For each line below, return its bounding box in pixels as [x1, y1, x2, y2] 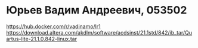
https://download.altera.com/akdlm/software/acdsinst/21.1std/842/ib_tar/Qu [6, 29, 193, 36]
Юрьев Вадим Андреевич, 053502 [6, 4, 187, 17]
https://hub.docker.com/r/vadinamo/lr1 [6, 23, 101, 30]
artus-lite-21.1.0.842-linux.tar [6, 35, 78, 42]
